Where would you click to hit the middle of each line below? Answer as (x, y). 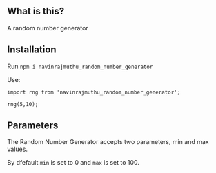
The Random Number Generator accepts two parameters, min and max (108, 142)
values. (17, 149)
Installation (32, 50)
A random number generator (48, 28)
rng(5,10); (23, 104)
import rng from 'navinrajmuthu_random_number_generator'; (94, 92)
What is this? (36, 11)
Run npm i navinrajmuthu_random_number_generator (80, 66)
